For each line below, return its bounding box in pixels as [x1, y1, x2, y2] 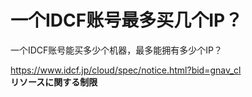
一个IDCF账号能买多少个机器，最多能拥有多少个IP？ [10, 44, 223, 56]
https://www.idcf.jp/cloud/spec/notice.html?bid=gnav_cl [10, 64, 242, 76]
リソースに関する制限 [10, 76, 98, 88]
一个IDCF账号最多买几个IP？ [10, 9, 243, 32]
